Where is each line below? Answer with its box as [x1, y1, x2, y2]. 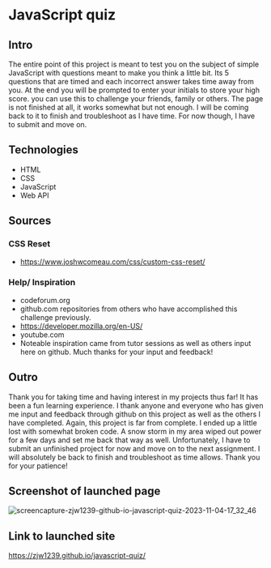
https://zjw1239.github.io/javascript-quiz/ [8, 551, 146, 561]
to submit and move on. [8, 120, 87, 129]
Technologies [8, 143, 79, 157]
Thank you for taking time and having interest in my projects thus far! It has [8, 391, 259, 402]
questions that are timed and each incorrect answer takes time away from [8, 77, 255, 86]
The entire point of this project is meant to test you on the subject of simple [8, 59, 260, 69]
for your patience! [8, 460, 69, 471]
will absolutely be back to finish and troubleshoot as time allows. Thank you [8, 452, 260, 462]
